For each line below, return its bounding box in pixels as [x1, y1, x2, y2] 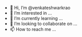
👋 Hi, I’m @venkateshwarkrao [9, 5, 71, 10]
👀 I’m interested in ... [9, 10, 52, 16]
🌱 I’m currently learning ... [9, 15, 63, 21]
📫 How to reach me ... [9, 26, 56, 32]
